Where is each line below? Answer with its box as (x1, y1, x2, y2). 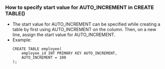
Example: (12, 37, 32, 43)
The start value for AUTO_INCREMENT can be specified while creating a (12, 21, 161, 27)
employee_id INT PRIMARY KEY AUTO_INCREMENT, (21, 51, 118, 56)
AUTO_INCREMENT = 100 (21, 55, 66, 60)
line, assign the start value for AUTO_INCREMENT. (12, 32, 116, 38)
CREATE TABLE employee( (12, 46, 62, 52)
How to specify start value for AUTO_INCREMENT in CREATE (5, 4, 154, 11)
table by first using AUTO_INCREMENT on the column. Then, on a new (12, 27, 157, 33)
